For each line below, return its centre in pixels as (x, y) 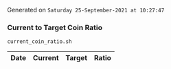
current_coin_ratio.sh (39, 42)
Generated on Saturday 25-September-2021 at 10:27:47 (86, 10)
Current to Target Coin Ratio (55, 27)
